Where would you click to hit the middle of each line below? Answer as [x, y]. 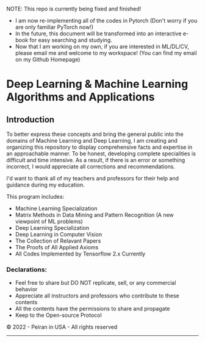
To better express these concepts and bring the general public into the [95, 134]
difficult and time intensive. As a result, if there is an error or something [96, 160]
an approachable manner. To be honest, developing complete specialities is [101, 154]
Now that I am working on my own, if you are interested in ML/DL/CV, [102, 46]
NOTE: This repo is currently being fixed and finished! [74, 9]
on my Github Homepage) [48, 59]
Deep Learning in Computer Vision [59, 234]
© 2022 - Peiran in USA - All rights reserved [62, 327]
